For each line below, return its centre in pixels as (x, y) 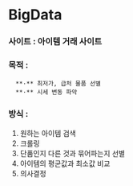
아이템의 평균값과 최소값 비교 (65, 163)
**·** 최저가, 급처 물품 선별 (58, 84)
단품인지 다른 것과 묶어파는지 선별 (73, 153)
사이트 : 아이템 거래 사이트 (55, 42)
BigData (35, 15)
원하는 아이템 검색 (48, 133)
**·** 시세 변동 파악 (46, 93)
